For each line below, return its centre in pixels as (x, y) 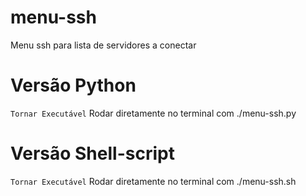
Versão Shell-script (92, 153)
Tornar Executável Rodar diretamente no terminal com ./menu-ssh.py (153, 113)
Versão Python (73, 85)
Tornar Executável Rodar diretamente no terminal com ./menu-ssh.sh (153, 181)
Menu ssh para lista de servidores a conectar (103, 45)
